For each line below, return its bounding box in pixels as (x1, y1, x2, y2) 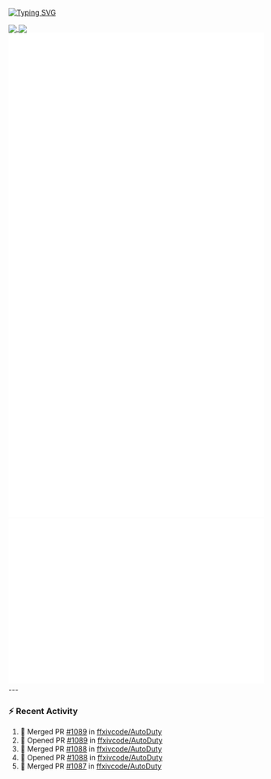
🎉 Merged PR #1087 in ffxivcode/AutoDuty (19, 761, 162, 771)
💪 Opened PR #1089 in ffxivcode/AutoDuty (19, 735, 163, 745)
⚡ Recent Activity (8, 705, 79, 717)
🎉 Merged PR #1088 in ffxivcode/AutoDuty (19, 743, 162, 754)
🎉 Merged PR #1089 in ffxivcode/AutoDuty (19, 726, 162, 736)
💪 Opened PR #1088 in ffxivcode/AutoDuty (19, 752, 163, 762)
